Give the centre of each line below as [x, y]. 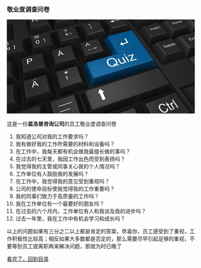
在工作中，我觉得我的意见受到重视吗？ [62, 181]
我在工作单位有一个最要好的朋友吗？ [60, 204]
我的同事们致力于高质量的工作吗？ [57, 196]
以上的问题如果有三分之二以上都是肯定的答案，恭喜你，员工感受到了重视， [98, 232]
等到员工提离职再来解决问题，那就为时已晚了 [67, 247]
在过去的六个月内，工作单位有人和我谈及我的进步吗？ [81, 211]
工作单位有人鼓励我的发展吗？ [52, 174]
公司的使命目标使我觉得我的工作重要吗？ [65, 189]
